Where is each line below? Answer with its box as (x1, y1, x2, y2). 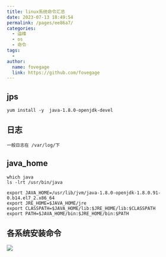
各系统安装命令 (7, 228, 62, 239)
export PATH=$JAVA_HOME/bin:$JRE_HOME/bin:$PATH (7, 211, 129, 217)
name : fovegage (12, 64, 50, 70)
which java (7, 174, 34, 180)
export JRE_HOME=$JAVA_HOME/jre (7, 200, 87, 206)
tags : (7, 48, 20, 54)
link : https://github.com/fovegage (12, 70, 100, 76)
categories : (7, 25, 36, 32)
